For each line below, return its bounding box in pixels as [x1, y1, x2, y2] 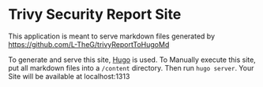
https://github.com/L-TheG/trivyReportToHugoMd [8, 39, 170, 49]
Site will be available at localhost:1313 [8, 71, 130, 81]
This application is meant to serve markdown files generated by [8, 31, 216, 41]
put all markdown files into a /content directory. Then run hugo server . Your [8, 63, 254, 72]
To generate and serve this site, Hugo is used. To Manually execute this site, [8, 55, 257, 64]
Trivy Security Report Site [8, 5, 182, 24]
